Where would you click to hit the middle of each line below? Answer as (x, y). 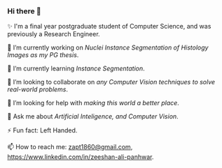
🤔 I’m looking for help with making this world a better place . (93, 103)
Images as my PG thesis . (43, 55)
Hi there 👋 (25, 11)
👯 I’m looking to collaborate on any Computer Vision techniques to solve (111, 82)
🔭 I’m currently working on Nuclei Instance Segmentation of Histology (108, 47)
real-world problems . (38, 89)
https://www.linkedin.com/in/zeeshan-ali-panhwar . (81, 157)
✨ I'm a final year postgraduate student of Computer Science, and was (109, 26)
